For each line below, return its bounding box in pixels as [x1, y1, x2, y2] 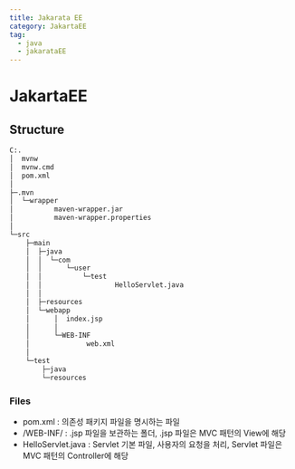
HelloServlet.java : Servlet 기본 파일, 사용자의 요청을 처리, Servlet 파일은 [22, 438, 283, 449]
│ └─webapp [25, 305, 71, 315]
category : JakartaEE [9, 22, 88, 31]
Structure [9, 121, 65, 137]
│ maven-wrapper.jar [9, 205, 124, 214]
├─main [25, 238, 51, 247]
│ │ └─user [25, 263, 91, 273]
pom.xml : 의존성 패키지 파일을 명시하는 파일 [22, 416, 181, 426]
